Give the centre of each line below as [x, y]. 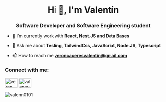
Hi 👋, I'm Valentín [83, 10]
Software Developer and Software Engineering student [83, 26]
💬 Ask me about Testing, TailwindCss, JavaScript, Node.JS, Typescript [86, 46]
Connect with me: [27, 70]
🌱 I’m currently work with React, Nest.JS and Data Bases [71, 36]
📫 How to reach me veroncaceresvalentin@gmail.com [70, 56]
